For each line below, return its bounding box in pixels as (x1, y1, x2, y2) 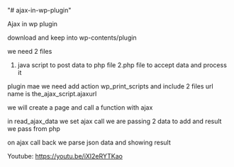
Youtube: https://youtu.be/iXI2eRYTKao (7, 152, 123, 160)
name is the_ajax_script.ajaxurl (7, 90, 97, 98)
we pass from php (7, 125, 60, 133)
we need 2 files (7, 47, 52, 55)
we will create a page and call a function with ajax (7, 103, 153, 112)
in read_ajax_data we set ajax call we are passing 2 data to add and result (7, 117, 222, 125)
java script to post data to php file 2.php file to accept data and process (17, 61, 227, 69)
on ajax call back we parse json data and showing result (7, 138, 172, 146)
